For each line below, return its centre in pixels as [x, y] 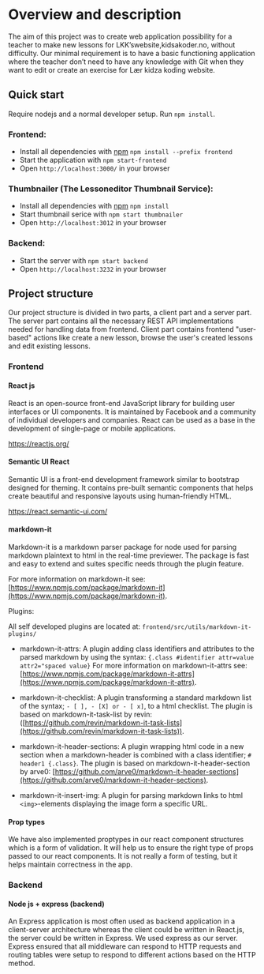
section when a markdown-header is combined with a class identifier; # [136, 754]
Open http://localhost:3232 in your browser [93, 269]
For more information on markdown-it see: [77, 579]
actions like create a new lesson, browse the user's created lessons [143, 338]
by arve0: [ [37, 771]
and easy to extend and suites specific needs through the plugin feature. [126, 563]
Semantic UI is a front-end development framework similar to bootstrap [124, 479]
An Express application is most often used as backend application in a [122, 921]
